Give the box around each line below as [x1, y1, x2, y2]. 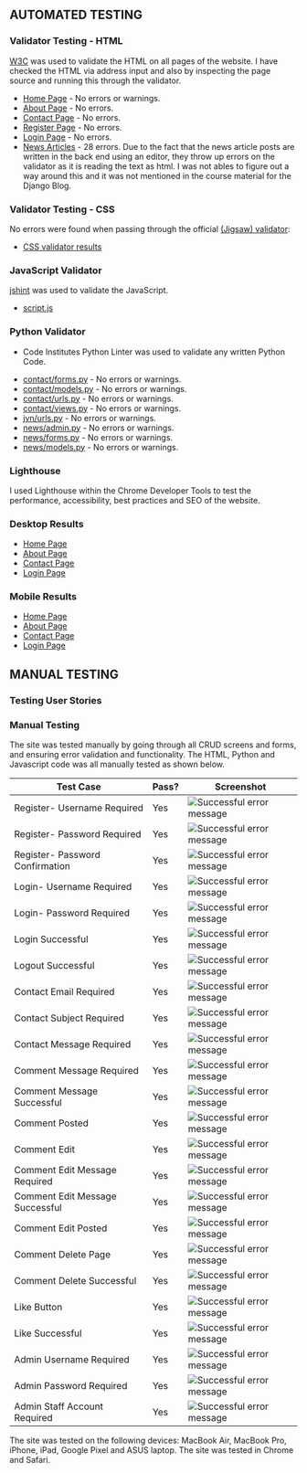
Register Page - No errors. [22, 122, 122, 132]
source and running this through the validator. [9, 75, 182, 86]
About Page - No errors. [22, 102, 114, 113]
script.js [22, 302, 53, 313]
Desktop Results [9, 517, 84, 530]
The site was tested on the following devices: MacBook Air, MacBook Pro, [9, 1435, 288, 1447]
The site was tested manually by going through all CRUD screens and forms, [9, 739, 297, 750]
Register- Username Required [14, 801, 144, 814]
